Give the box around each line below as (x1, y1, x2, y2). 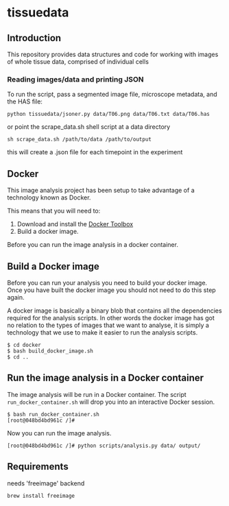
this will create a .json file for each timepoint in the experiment (7, 148, 183, 156)
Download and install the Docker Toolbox (16, 220, 134, 228)
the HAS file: (7, 97, 43, 106)
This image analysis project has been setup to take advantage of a (7, 186, 195, 195)
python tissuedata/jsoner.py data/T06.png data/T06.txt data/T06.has (7, 111, 210, 118)
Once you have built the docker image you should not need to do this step (7, 286, 216, 294)
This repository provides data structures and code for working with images (7, 50, 219, 58)
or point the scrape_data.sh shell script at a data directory (7, 123, 171, 131)
